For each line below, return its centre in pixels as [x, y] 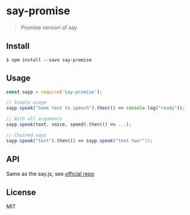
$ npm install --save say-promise [49, 60]
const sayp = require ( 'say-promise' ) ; [54, 92]
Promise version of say [49, 27]
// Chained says [26, 135]
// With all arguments [34, 119]
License [21, 192]
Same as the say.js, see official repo [50, 173]
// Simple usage [26, 102]
